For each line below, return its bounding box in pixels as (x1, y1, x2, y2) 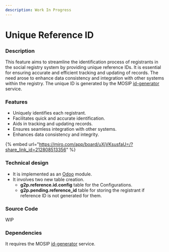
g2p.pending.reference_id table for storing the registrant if (20, 187, 145, 193)
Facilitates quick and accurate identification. (12, 115, 106, 122)
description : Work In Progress (5, 7, 72, 13)
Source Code (5, 205, 38, 212)
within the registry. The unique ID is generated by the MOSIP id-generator (5, 81, 160, 87)
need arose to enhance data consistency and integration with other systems (5, 75, 164, 81)
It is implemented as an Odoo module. (12, 171, 92, 177)
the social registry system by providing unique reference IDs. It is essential (5, 64, 161, 70)
